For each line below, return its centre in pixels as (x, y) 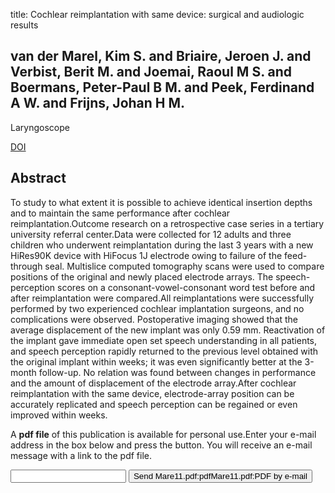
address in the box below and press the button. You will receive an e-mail (161, 445)
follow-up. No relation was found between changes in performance (177, 372)
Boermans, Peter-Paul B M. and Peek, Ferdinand (162, 87)
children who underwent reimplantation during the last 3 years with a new (162, 245)
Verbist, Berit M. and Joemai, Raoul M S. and (151, 72)
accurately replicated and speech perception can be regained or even (154, 404)
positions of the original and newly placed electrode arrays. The (142, 276)
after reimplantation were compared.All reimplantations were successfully (162, 298)
